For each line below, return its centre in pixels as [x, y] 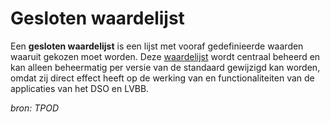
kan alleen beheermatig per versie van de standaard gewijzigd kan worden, [165, 67]
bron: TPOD [35, 108]
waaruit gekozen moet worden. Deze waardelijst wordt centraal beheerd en [165, 56]
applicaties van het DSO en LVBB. [80, 88]
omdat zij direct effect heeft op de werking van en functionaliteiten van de [162, 78]
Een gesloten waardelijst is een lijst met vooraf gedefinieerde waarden [157, 46]
